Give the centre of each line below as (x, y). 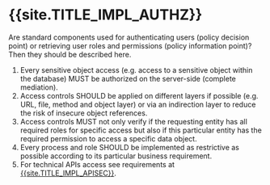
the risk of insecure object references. (84, 113)
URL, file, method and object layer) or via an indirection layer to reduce (138, 104)
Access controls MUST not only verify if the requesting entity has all (134, 121)
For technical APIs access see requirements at (97, 164)
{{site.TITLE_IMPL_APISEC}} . (68, 173)
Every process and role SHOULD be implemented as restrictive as (130, 147)
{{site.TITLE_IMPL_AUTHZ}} (105, 15)
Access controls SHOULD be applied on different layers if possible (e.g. (139, 95)
